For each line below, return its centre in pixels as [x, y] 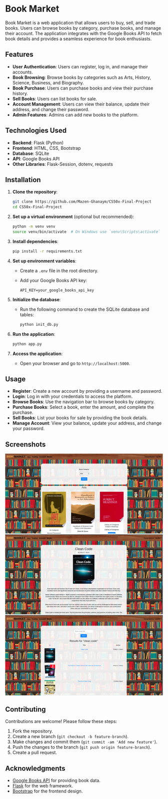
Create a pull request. [35, 753]
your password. [28, 428]
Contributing [25, 709]
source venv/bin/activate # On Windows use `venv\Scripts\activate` [86, 232]
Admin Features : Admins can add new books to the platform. [75, 115]
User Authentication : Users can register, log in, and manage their [80, 66]
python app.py [27, 344]
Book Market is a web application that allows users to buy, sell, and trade [80, 23]
